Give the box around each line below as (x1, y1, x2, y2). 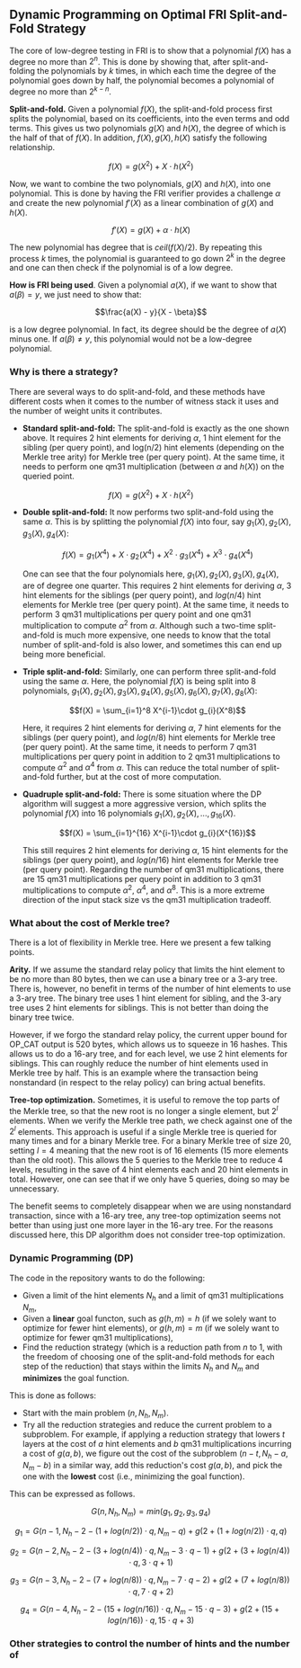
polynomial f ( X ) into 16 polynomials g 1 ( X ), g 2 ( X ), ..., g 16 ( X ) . (22, 808, 236, 821)
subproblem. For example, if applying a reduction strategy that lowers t (22, 1429, 286, 1440)
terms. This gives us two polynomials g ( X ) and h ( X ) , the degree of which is (9, 123, 287, 134)
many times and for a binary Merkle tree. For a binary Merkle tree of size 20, (9, 1136, 292, 1146)
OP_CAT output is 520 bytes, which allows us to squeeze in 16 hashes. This (9, 1039, 288, 1050)
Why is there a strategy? (9, 366, 119, 379)
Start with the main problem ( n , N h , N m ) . (22, 1407, 169, 1420)
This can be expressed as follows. (9, 1488, 136, 1500)
